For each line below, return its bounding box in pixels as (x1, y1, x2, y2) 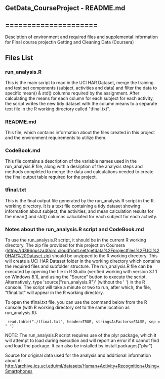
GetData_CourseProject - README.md (5, 4, 125, 12)
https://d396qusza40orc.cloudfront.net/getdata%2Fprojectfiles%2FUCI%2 (6, 247, 160, 254)
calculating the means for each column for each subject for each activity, (5, 95, 154, 101)
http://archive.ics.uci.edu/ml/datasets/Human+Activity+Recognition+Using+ (5, 363, 160, 369)
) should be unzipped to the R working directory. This (49, 253, 158, 259)
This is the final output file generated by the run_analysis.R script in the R (5, 197, 154, 203)
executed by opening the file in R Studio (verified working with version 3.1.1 (5, 269, 157, 275)
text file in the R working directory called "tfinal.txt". (5, 106, 110, 112)
